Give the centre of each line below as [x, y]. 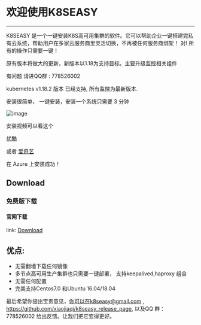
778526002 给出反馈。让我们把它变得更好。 [61, 316]
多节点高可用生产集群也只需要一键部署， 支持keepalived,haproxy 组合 [101, 274]
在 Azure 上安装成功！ [33, 164]
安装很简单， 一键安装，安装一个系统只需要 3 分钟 [68, 101]
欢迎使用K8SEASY [52, 12]
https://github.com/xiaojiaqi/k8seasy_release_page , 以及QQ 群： [86, 309]
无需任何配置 [31, 281]
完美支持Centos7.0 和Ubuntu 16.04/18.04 [65, 288]
